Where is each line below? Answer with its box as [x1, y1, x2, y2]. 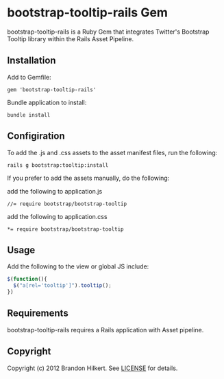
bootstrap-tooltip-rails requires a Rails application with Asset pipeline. [7, 325, 204, 334]
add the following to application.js [7, 187, 103, 195]
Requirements [7, 308, 69, 319]
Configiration [7, 130, 65, 142]
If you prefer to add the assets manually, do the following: [7, 174, 170, 182]
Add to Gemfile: [7, 73, 51, 81]
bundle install [7, 111, 51, 118]
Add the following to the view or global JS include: [7, 262, 149, 271]
